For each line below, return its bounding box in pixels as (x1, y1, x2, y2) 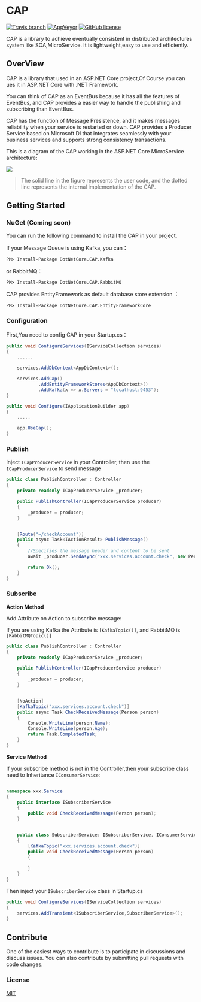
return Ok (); (28, 564, 60, 570)
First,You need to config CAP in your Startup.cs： (6, 331, 128, 338)
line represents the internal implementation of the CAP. (20, 183, 156, 190)
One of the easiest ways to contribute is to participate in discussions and (6, 948, 186, 955)
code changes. (6, 961, 43, 968)
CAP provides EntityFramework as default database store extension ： (6, 291, 179, 298)
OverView (6, 59, 44, 69)
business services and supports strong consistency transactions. (6, 136, 167, 143)
